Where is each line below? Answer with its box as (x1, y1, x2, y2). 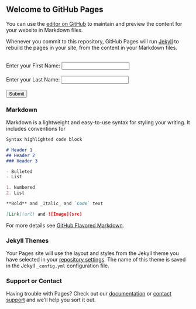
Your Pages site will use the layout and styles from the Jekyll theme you (6, 250, 180, 257)
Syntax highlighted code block (6, 137, 82, 142)
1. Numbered (6, 185, 35, 191)
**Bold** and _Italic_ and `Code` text (6, 201, 104, 207)
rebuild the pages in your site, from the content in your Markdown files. (6, 44, 177, 51)
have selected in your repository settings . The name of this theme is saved (6, 256, 186, 263)
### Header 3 (6, 158, 38, 164)
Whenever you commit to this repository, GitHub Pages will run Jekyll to (6, 38, 180, 45)
